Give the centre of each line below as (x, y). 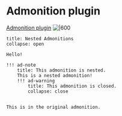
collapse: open (25, 44)
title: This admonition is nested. (62, 70)
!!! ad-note (21, 65)
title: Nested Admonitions (40, 38)
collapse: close (48, 91)
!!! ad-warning (36, 81)
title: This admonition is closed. (72, 86)
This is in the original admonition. (53, 107)
